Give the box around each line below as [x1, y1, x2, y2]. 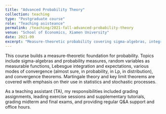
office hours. [5, 104, 31, 110]
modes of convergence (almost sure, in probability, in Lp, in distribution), [5, 68, 153, 74]
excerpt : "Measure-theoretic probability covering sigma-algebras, [5, 39, 147, 44]
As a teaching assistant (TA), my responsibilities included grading [5, 88, 138, 94]
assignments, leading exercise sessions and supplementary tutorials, [5, 93, 146, 99]
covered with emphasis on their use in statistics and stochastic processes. [5, 79, 157, 85]
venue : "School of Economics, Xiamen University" [5, 30, 110, 35]
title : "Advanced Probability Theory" [5, 7, 85, 12]
